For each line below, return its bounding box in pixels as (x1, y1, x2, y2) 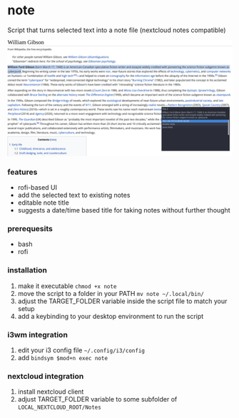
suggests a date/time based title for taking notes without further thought (17, 206, 230, 215)
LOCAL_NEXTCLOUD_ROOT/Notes (17, 404, 101, 412)
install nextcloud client (17, 387, 84, 396)
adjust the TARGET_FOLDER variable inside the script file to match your (17, 297, 228, 305)
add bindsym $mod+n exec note (17, 354, 108, 362)
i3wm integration (7, 330, 68, 340)
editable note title (17, 198, 69, 207)
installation (7, 265, 48, 275)
